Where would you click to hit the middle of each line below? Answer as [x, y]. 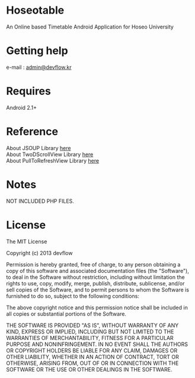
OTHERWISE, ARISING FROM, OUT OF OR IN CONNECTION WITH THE [92, 363]
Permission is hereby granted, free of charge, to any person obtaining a [93, 264]
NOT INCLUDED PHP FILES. [40, 201]
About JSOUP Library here [39, 148]
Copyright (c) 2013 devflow [39, 253]
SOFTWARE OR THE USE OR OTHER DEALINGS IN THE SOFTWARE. [89, 369]
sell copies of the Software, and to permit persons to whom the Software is [98, 290]
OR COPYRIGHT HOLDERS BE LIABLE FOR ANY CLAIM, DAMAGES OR [92, 350]
